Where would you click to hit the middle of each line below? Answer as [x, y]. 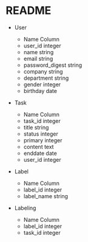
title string [36, 127]
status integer [41, 134]
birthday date [40, 91]
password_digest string [53, 65]
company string [43, 71]
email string [38, 58]
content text [39, 147]
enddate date [40, 153]
